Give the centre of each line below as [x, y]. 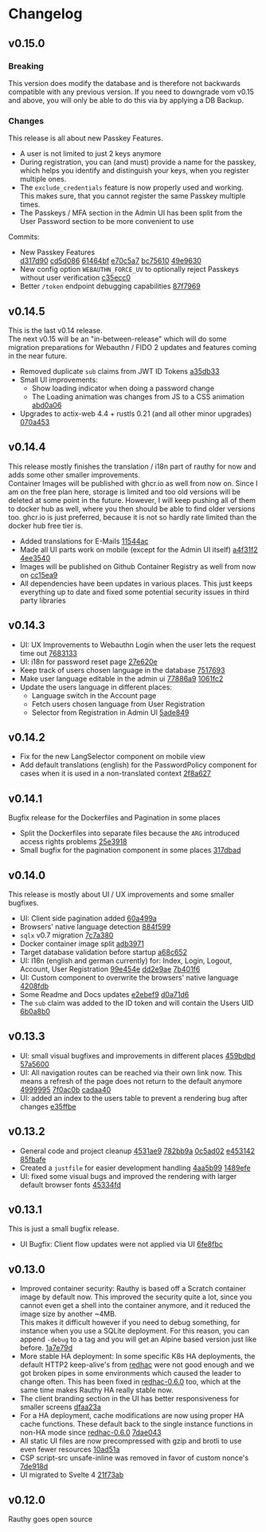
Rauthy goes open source [51, 1519]
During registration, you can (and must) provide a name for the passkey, [138, 162]
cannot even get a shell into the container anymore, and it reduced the [135, 1306]
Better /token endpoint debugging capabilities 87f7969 [110, 286]
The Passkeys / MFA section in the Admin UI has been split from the [131, 213]
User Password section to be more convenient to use [107, 222]
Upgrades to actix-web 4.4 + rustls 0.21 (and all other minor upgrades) [136, 413]
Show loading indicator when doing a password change [123, 388]
